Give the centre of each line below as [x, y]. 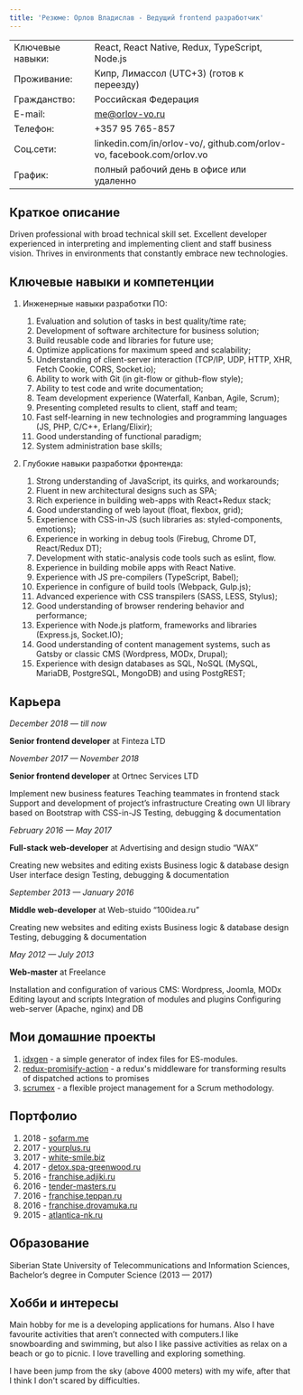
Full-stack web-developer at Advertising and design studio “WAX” [134, 848]
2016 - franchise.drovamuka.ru [80, 1205]
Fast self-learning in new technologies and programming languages [161, 418]
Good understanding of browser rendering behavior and [140, 606]
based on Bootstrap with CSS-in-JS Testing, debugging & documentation [145, 813]
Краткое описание [64, 213]
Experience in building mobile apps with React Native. [136, 568]
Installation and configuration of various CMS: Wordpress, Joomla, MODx [146, 990]
